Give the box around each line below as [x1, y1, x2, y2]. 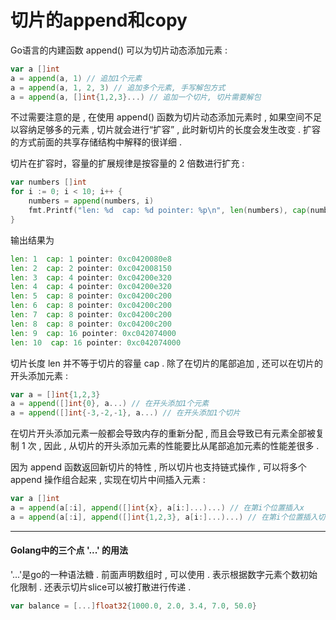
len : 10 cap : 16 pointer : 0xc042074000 [10, 337, 182, 348]
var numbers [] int [10, 177, 87, 188]
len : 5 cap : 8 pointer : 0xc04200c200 [10, 291, 172, 301]
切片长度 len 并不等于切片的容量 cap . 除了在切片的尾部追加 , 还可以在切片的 [10, 357, 324, 369]
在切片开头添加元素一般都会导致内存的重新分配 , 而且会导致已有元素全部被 [10, 427, 316, 440]
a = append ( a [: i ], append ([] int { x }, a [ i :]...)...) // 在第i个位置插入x [10, 503, 305, 513]
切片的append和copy [10, 9, 188, 32]
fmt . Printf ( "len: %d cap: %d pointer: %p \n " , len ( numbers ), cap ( [28, 206, 311, 216]
